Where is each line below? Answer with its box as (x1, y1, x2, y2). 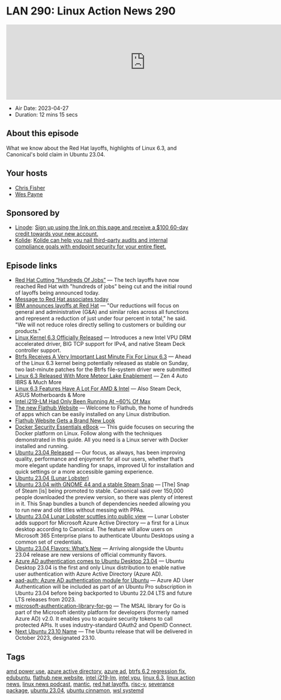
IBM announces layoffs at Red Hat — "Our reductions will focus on (14, 302, 180, 309)
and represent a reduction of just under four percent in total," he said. (14, 315, 187, 322)
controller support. (14, 347, 61, 354)
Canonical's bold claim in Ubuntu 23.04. (6, 150, 105, 158)
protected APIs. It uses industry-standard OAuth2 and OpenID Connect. (14, 621, 192, 629)
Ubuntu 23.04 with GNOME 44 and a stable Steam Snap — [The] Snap (14, 481, 190, 488)
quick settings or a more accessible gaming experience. (14, 468, 154, 476)
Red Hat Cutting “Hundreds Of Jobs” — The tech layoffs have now (14, 277, 180, 284)
